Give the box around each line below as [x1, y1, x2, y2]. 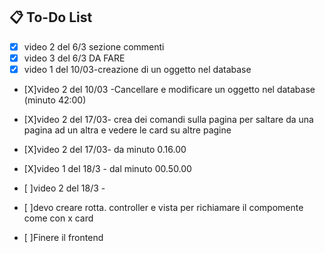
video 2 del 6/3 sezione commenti [23, 40, 165, 53]
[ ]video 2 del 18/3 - [23, 182, 106, 194]
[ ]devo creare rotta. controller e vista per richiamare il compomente [23, 202, 304, 213]
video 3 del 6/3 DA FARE [23, 52, 126, 64]
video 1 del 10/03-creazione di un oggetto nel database [23, 63, 252, 75]
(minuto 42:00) [23, 94, 87, 106]
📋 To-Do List [9, 9, 93, 26]
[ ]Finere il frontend [23, 232, 104, 243]
